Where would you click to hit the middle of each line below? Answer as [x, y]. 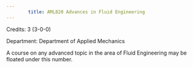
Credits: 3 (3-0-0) [29, 29]
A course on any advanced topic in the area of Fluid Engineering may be [96, 53]
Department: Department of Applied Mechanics [66, 41]
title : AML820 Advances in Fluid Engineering [87, 12]
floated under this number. [39, 59]
